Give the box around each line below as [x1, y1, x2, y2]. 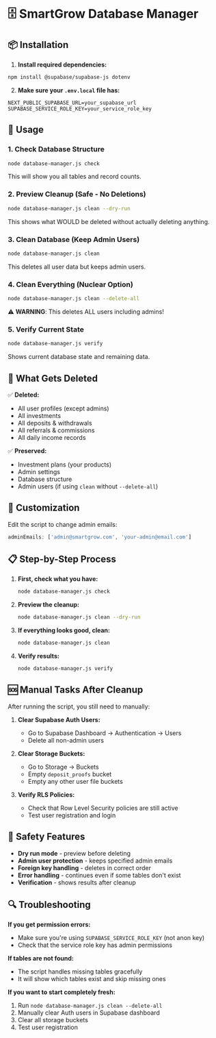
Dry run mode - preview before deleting [17, 849, 131, 857]
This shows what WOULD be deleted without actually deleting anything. [8, 217, 211, 225]
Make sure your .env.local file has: [17, 86, 120, 94]
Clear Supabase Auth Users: [17, 715, 101, 724]
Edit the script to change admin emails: [8, 520, 118, 528]
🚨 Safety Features [8, 831, 85, 843]
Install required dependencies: [17, 60, 107, 69]
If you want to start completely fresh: [8, 988, 116, 996]
